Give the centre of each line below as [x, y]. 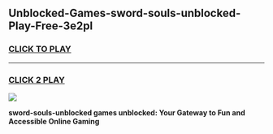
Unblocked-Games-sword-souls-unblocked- [125, 13]
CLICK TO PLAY [40, 50]
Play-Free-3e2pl [51, 26]
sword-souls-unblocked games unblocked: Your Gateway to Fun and [127, 112]
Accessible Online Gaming [54, 121]
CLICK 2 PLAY [37, 80]
